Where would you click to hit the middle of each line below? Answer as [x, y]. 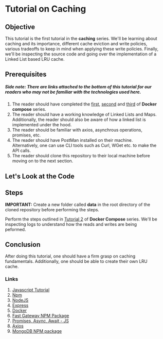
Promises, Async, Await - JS [40, 321]
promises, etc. [27, 135]
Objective [20, 27]
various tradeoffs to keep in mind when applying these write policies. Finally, [82, 49]
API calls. [21, 151]
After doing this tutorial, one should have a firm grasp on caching [70, 256]
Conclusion [23, 245]
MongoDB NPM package [37, 331]
